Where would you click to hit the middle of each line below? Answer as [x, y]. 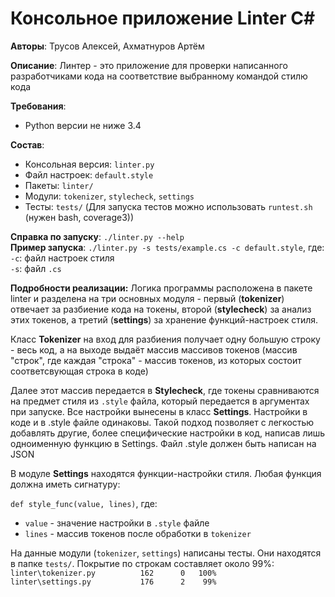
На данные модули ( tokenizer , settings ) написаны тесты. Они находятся [166, 553]
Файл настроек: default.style [89, 174]
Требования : [38, 106]
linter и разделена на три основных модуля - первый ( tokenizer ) [147, 298]
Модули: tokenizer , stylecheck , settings [109, 196]
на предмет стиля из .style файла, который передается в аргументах [160, 401]
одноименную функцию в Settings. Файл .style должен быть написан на [163, 443]
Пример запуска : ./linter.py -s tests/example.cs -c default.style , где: [167, 247]
